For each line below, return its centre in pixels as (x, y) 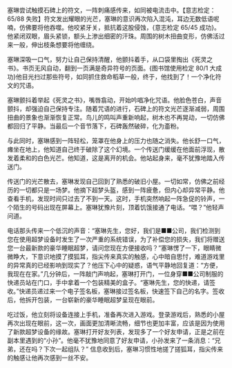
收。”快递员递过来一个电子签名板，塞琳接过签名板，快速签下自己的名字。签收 (116, 291)
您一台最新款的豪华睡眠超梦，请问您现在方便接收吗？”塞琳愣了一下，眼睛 (112, 248)
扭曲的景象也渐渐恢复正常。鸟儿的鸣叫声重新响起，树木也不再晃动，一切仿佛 (116, 117)
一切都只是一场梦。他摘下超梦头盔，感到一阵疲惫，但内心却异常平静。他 (122, 190)
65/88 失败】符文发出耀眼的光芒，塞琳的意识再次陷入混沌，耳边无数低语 (110, 19)
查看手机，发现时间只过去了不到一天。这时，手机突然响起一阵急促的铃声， (113, 199)
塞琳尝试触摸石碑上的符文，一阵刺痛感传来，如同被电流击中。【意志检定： (112, 10)
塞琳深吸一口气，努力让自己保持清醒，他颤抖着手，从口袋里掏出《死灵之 (110, 59)
